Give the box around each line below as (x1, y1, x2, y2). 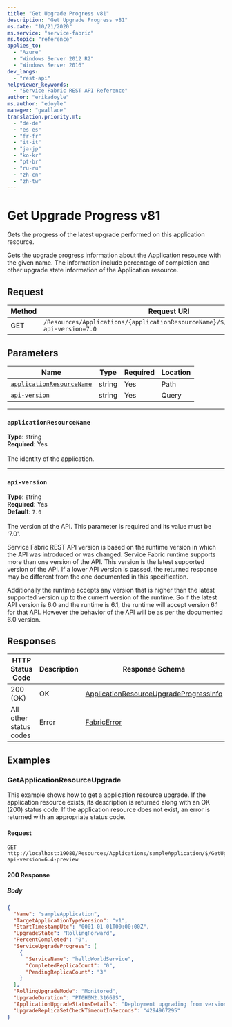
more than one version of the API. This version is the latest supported (7, 557, 205, 565)
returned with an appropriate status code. (7, 813, 126, 821)
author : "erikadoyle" (7, 94, 70, 101)
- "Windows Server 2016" (13, 62, 85, 69)
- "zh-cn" (13, 171, 41, 178)
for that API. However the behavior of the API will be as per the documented (7, 608, 223, 616)
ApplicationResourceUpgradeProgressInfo (85, 689, 223, 699)
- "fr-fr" (13, 132, 41, 139)
